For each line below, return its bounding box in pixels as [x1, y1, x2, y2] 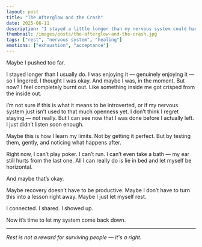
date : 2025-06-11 [6, 20, 50, 26]
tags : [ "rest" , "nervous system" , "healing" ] [6, 37, 122, 43]
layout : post [6, 8, 39, 15]
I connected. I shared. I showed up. [6, 204, 94, 211]
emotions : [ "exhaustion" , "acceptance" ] [6, 43, 109, 49]
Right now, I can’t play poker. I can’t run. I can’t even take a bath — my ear [6, 150, 190, 157]
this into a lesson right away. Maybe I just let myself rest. [6, 193, 147, 200]
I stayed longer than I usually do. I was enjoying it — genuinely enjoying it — [6, 70, 195, 78]
